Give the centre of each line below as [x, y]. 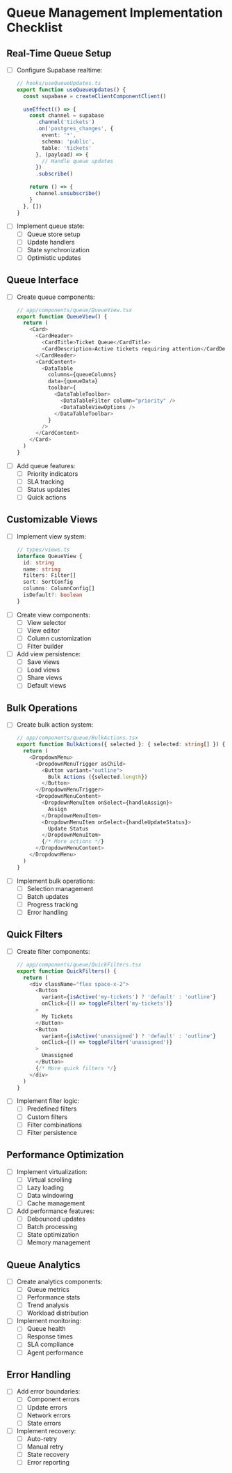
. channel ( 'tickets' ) [65, 122]
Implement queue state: [50, 226]
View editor [43, 630]
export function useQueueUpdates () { [71, 90]
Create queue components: [56, 297]
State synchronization [58, 249]
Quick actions [47, 497]
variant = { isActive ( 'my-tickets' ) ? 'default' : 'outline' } [129, 997]
